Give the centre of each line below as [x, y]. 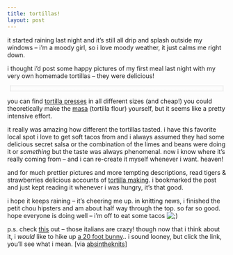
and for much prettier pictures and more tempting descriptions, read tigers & [116, 172]
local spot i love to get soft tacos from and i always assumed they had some [116, 137]
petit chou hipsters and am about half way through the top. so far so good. [114, 208]
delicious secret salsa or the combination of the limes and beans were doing [116, 144]
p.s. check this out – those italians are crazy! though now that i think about [114, 229]
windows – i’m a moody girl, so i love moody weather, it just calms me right [114, 47]
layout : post [26, 20]
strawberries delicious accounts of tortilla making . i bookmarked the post [112, 180]
